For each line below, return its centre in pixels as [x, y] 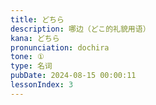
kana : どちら [35, 38]
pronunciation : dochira [60, 47]
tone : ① [27, 57]
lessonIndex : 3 [42, 85]
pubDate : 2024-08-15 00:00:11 [73, 76]
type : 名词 [31, 66]
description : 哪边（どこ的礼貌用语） [80, 29]
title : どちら [37, 19]
